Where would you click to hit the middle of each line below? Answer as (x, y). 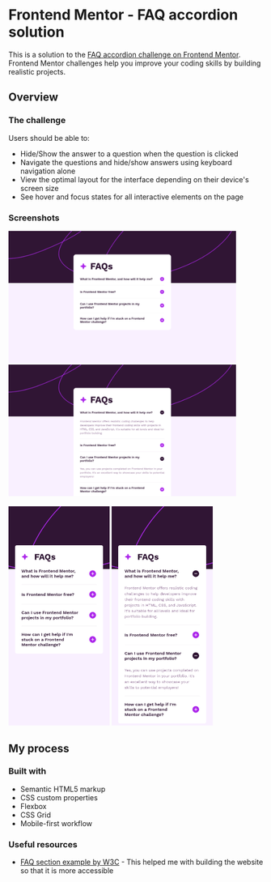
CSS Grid (35, 815)
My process (39, 748)
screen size (39, 188)
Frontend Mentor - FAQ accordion (123, 15)
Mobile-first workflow (56, 823)
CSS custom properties (59, 797)
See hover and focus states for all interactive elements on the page (132, 197)
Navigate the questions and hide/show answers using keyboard (126, 162)
